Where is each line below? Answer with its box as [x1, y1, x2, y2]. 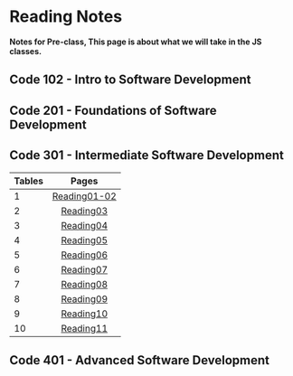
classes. [9, 45, 43, 56]
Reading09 [61, 292, 109, 305]
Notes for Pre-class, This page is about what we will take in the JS [9, 36, 262, 47]
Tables [14, 174, 43, 187]
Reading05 [61, 233, 109, 246]
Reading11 [61, 322, 109, 334]
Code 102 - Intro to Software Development [9, 72, 251, 88]
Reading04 [61, 219, 109, 231]
